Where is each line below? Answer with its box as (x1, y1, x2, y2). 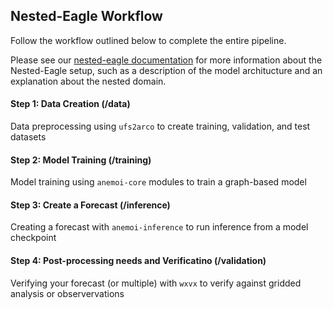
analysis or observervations (10, 287, 125, 299)
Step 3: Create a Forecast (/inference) (10, 199, 171, 211)
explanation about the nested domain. (10, 75, 167, 87)
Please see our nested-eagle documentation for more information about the (10, 54, 323, 66)
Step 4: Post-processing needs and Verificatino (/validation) (10, 255, 267, 267)
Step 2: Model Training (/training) (10, 154, 152, 166)
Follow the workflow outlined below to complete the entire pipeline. (10, 34, 287, 46)
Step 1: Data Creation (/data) (10, 98, 131, 110)
